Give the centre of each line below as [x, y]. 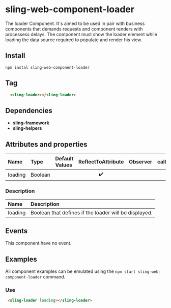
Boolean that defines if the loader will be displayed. [91, 213]
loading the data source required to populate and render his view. [74, 40]
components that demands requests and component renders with [74, 29]
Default [64, 159]
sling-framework [31, 123]
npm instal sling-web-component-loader [48, 67]
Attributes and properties [46, 144]
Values [64, 165]
